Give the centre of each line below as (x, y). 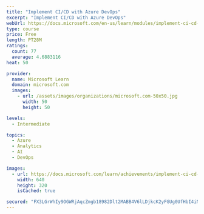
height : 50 (36, 107)
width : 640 (31, 179)
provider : (19, 73)
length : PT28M (24, 40)
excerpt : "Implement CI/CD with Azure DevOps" (66, 18)
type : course (23, 29)
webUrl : (16, 23)
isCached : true (36, 191)
